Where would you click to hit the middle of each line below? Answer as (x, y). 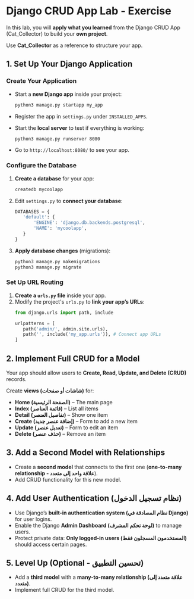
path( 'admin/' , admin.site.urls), (66, 329)
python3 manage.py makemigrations (57, 261)
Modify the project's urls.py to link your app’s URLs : (79, 301)
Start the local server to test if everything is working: (79, 128)
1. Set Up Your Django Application (69, 64)
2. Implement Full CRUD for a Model (73, 358)
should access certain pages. (51, 544)
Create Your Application (42, 81)
